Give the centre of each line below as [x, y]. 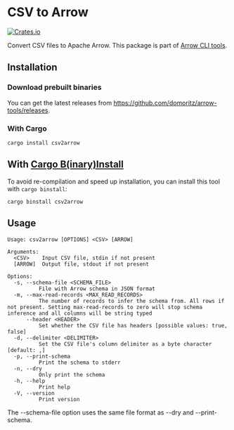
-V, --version [34, 393]
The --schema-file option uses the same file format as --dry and [101, 412]
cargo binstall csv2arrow [45, 202]
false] [17, 332]
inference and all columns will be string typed [80, 313]
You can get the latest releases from [60, 103]
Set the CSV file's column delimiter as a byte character [125, 344]
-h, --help [30, 381]
